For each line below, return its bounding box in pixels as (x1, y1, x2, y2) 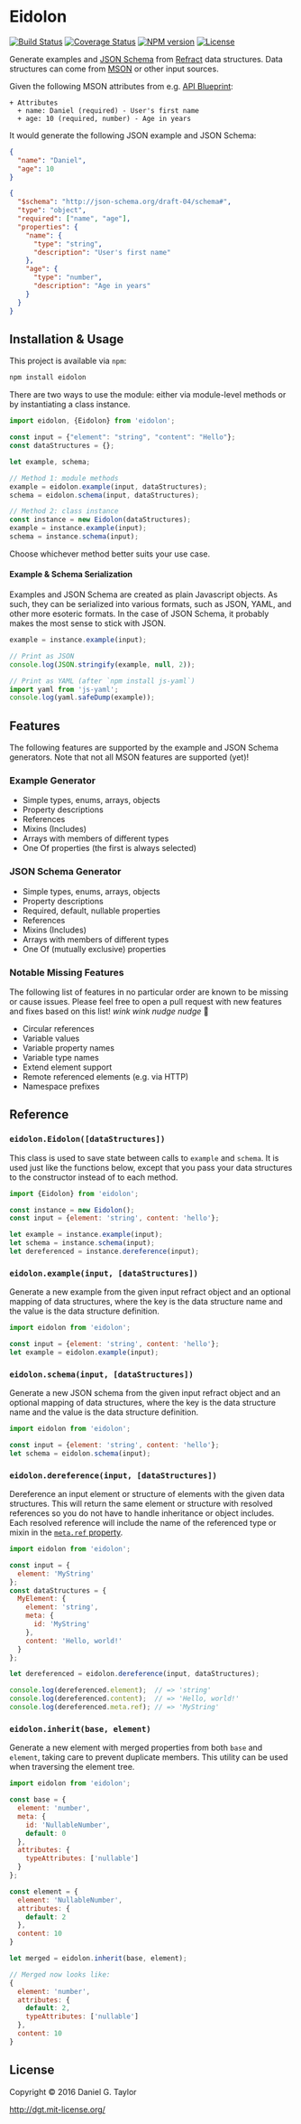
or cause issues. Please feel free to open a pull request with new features (9, 997, 282, 1007)
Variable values (22, 1033, 80, 1044)
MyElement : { (17, 1595, 67, 1604)
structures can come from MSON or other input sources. (9, 63, 219, 74)
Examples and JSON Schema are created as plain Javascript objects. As (9, 589, 278, 600)
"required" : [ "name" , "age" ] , (17, 214, 131, 223)
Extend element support (22, 1062, 113, 1072)
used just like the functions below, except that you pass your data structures (9, 1162, 293, 1173)
